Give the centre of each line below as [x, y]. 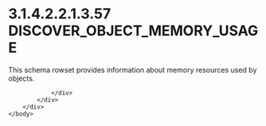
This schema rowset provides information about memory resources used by [133, 69]
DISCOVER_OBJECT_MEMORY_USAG [133, 31]
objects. [22, 78]
